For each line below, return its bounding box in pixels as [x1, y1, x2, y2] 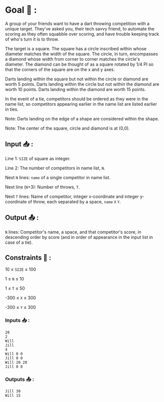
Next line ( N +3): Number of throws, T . [5, 184, 80, 190]
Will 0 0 [5, 351, 23, 356]
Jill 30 [5, 389, 21, 394]
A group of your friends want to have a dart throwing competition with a [5, 21, 150, 26]
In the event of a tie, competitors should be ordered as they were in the [5, 95, 148, 102]
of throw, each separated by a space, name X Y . [27, 198, 121, 205]
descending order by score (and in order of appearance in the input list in [5, 234, 153, 240]
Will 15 [5, 393, 21, 398]
